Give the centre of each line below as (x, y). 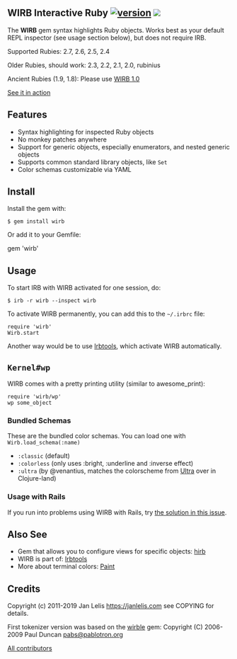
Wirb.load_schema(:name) (44, 443)
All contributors (30, 648)
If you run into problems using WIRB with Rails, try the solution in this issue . (117, 512)
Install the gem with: (37, 209)
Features (27, 115)
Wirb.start (23, 333)
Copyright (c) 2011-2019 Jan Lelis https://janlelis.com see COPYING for (111, 606)
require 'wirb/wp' (34, 397)
